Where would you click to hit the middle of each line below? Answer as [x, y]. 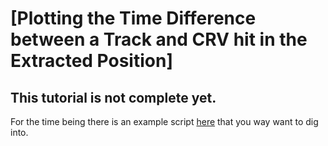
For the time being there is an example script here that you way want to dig [164, 121]
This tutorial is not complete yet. [113, 97]
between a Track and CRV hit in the [159, 39]
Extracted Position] [91, 61]
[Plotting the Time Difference [133, 18]
